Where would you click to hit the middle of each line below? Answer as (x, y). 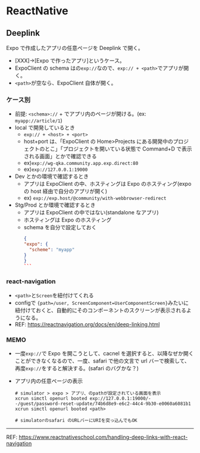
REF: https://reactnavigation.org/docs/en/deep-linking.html (87, 324)
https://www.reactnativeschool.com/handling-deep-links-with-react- (103, 437)
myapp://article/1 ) (38, 121)
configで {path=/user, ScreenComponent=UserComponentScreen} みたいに (102, 302)
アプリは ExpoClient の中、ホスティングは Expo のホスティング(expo (107, 184)
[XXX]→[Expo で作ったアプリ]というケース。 (70, 60)
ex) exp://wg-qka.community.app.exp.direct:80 (81, 163)
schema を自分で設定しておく (60, 227)
